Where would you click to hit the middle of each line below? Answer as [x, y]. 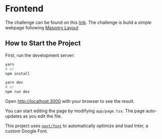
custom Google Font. [27, 131]
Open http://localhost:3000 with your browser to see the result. [70, 101]
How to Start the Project [43, 43]
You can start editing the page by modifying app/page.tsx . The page [75, 111]
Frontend [24, 9]
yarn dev [14, 82]
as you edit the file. [42, 116]
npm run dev [17, 92]
